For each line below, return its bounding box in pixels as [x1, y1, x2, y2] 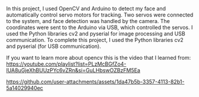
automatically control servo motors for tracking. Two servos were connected [6, 11, 194, 18]
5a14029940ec [6, 85, 43, 91]
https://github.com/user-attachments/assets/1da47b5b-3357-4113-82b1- [6, 78, 185, 85]
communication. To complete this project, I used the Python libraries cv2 [6, 37, 184, 43]
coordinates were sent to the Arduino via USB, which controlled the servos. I [6, 24, 193, 31]
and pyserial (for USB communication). [6, 43, 101, 50]
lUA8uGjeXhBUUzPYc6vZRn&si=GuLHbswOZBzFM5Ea [6, 67, 141, 73]
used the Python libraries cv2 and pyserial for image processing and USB [6, 30, 185, 37]
